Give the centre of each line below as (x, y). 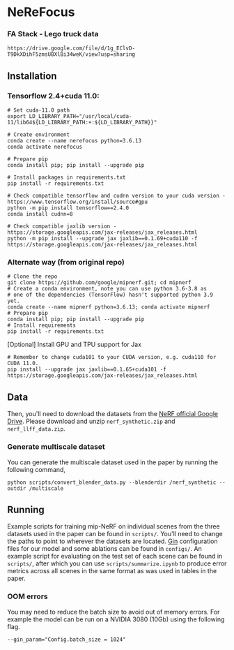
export (17, 117)
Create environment (42, 135)
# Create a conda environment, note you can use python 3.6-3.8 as (107, 289)
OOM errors (28, 596)
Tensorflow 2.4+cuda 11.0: (53, 96)
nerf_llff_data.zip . (36, 429)
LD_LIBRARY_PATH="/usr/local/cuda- (80, 117)
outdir (17, 488)
